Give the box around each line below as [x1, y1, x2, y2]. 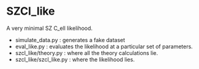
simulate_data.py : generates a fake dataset [15, 36, 126, 43]
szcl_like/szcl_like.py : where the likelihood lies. [15, 56, 135, 63]
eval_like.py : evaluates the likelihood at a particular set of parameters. [15, 43, 193, 50]
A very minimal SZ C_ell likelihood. [6, 24, 93, 32]
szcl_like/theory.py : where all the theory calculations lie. [15, 49, 158, 56]
